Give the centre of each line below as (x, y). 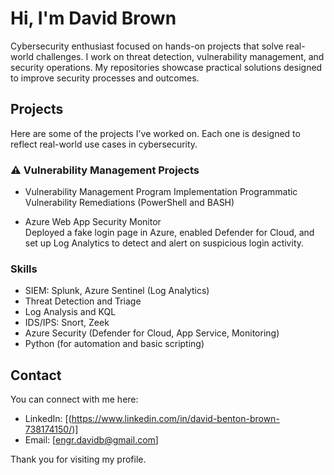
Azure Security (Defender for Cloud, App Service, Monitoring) (152, 333)
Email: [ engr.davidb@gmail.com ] (91, 440)
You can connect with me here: (74, 399)
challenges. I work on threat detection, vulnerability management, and (180, 56)
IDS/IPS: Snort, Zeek (67, 323)
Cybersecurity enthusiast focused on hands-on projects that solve (147, 46)
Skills (24, 269)
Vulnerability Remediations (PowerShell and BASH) (129, 203)
